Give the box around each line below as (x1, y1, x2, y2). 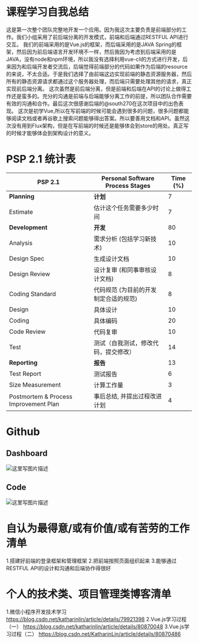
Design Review (9, 269, 50, 278)
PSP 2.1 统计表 (6, 152, 76, 166)
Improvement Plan (9, 400, 60, 408)
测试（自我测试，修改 (93, 339, 153, 347)
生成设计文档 (93, 255, 130, 263)
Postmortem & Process (9, 392, 72, 401)
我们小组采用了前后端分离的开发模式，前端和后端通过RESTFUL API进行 (16, 33, 189, 40)
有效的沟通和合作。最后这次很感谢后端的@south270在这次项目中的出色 (6, 100, 179, 107)
